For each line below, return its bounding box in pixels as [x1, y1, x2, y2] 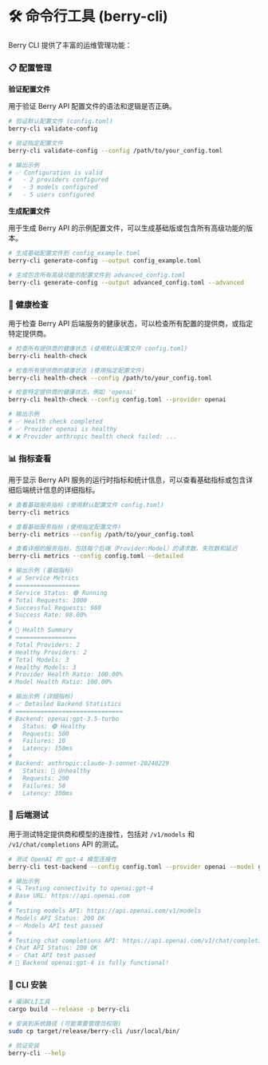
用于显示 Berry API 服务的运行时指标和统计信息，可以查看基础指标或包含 [8, 475, 246, 485]
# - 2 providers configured [8, 176, 109, 184]
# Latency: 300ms [8, 789, 73, 797]
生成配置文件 [8, 206, 50, 216]
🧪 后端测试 [8, 809, 49, 820]
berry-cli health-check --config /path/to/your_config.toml [8, 373, 213, 382]
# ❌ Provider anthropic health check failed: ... [8, 433, 178, 441]
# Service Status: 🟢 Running [8, 588, 108, 596]
